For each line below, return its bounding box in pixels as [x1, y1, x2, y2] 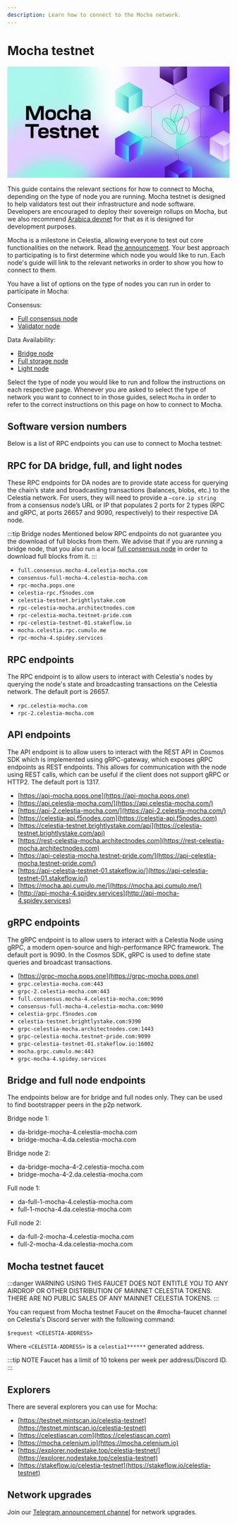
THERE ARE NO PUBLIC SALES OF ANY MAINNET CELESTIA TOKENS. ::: [7, 1294, 219, 1303]
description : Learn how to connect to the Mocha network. [7, 11, 181, 18]
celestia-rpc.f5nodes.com [17, 590, 94, 597]
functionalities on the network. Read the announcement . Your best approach [7, 243, 229, 252]
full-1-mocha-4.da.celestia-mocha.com [17, 1205, 132, 1213]
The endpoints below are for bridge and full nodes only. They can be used [7, 1093, 223, 1102]
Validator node [17, 322, 61, 330]
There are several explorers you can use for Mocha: [7, 1402, 158, 1411]
